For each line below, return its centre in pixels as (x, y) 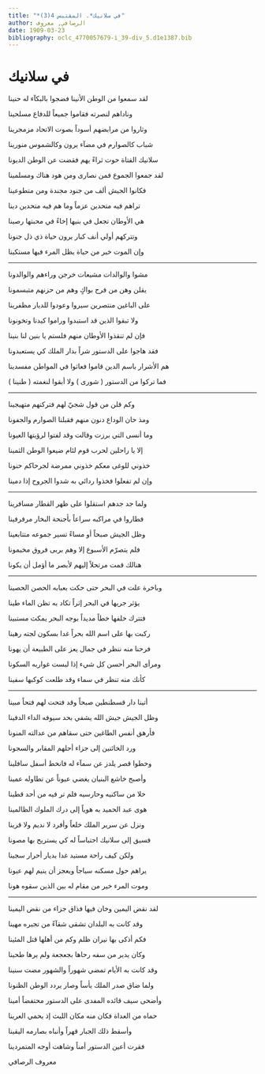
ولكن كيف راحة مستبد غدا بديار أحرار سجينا (71, 855)
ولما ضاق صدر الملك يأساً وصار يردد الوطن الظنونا (81, 985)
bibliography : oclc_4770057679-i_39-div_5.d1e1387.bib (100, 38)
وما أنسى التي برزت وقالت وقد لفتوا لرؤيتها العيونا (80, 435)
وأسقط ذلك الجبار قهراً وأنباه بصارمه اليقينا (70, 1031)
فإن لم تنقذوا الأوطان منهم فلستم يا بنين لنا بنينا (77, 336)
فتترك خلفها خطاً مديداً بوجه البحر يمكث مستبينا (77, 618)
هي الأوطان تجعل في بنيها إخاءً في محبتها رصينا (76, 221)
